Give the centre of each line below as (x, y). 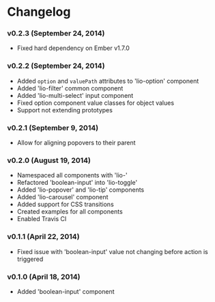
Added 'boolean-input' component (66, 291)
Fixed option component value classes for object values (96, 103)
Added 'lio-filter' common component (70, 88)
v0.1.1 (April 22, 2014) (43, 237)
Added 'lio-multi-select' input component (75, 95)
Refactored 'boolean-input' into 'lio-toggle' (77, 183)
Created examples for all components (70, 212)
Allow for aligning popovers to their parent (76, 143)
